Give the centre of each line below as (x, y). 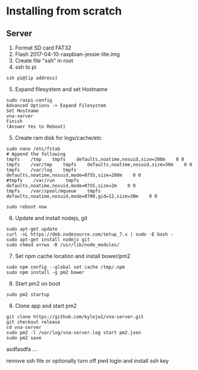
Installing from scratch (64, 11)
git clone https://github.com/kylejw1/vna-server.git (75, 317)
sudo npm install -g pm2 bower (45, 272)
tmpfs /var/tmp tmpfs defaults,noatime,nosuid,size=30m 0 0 (99, 165)
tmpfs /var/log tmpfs (42, 170)
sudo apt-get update (32, 229)
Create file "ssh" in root (44, 61)
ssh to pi (26, 67)
